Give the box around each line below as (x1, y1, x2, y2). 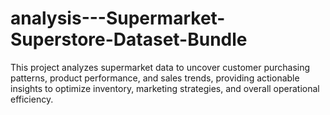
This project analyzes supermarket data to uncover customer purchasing (10, 61, 311, 73)
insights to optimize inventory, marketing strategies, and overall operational (10, 82, 320, 94)
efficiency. (10, 93, 54, 105)
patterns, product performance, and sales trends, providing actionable (10, 72, 300, 84)
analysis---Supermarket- (10, 7, 226, 30)
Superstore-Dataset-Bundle (10, 28, 248, 51)
